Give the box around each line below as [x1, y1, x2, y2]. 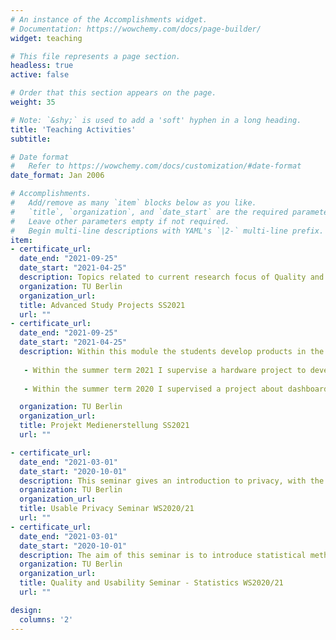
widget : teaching [10, 33, 83, 43]
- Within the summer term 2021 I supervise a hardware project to [23, 365, 307, 375]
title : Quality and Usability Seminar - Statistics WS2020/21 [19, 578, 284, 588]
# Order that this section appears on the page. [10, 88, 217, 98]
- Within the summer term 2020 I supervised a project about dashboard [23, 384, 329, 394]
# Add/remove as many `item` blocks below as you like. [10, 198, 257, 208]
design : [10, 605, 43, 615]
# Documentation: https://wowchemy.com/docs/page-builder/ [10, 24, 262, 34]
